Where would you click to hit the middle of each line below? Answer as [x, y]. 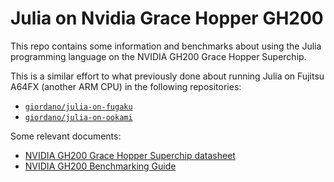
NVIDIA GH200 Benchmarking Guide [100, 166]
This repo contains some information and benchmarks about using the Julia [166, 46]
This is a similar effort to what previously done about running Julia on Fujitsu [167, 76]
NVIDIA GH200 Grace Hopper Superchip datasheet [130, 155]
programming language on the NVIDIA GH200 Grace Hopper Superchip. [158, 56]
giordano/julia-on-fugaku [78, 107]
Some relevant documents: [66, 136]
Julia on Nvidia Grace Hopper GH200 [167, 18]
